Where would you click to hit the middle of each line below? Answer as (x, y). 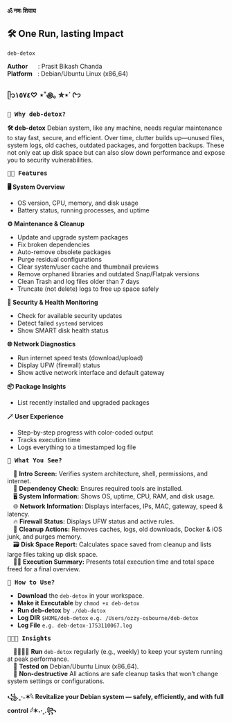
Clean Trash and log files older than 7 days (78, 282)
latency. (18, 514)
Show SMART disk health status (63, 330)
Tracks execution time (49, 440)
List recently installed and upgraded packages (83, 403)
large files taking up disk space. (53, 555)
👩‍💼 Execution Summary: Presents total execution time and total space (114, 562)
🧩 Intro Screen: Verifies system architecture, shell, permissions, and (110, 474)
